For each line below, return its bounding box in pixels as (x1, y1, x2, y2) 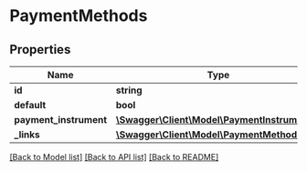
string (115, 84, 143, 96)
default (14, 99, 47, 111)
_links (14, 128, 41, 141)
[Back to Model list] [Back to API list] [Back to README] (9, 152, 219, 162)
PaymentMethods (9, 5, 148, 26)
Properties (9, 42, 71, 57)
